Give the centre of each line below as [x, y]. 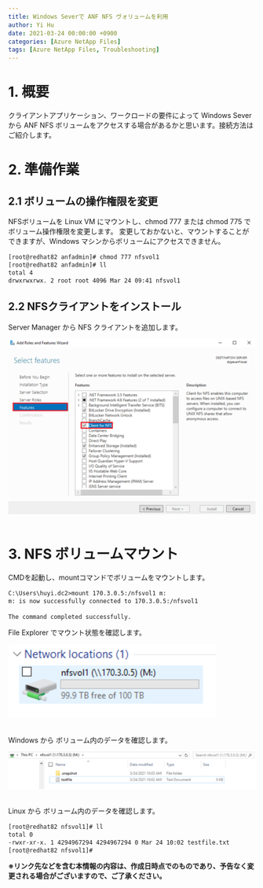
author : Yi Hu [31, 25]
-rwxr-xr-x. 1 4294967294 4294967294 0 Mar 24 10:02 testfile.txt [119, 843]
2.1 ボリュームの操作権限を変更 [83, 201]
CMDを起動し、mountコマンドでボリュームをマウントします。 [109, 577]
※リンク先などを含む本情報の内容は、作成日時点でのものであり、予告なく [128, 866]
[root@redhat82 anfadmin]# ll [58, 265]
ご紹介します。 [32, 135]
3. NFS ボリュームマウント [93, 554]
